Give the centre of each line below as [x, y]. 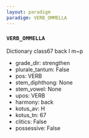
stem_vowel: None [38, 89]
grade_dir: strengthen [43, 63]
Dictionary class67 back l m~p [45, 51]
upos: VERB [30, 95]
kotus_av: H [30, 109]
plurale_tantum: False [42, 69]
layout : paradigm [29, 12]
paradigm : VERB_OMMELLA [37, 18]
